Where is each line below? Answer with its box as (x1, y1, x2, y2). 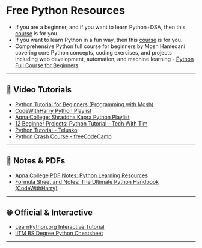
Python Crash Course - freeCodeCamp (14, 133, 112, 140)
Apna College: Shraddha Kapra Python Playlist (14, 113, 130, 121)
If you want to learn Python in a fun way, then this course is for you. (14, 36, 183, 43)
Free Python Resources (6, 4, 125, 17)
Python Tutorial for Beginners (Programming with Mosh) (14, 100, 154, 108)
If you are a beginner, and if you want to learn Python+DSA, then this (14, 23, 186, 31)
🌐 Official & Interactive (6, 207, 93, 217)
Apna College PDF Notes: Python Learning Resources (14, 172, 148, 179)
